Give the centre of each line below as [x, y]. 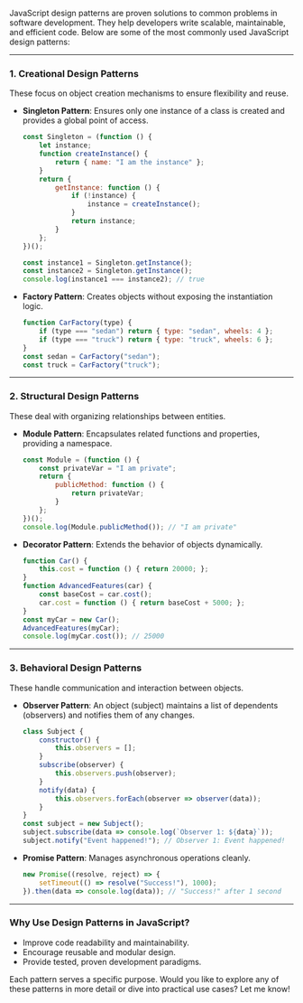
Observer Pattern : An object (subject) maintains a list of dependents [150, 705]
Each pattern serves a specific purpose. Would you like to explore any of [144, 979]
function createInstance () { [94, 154]
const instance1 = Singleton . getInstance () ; [107, 262]
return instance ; [104, 221]
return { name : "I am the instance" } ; [130, 162]
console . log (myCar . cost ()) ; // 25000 [93, 636]
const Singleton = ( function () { [87, 137]
